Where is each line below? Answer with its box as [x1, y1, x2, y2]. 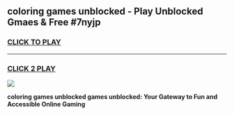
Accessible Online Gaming [7, 100, 86, 108]
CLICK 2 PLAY [7, 63, 56, 73]
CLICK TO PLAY [7, 38, 61, 47]
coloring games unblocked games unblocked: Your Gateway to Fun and [7, 92, 218, 100]
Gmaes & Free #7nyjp [7, 17, 101, 29]
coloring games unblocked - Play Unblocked [7, 6, 203, 17]
